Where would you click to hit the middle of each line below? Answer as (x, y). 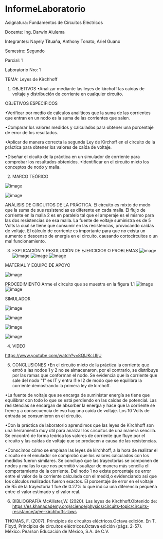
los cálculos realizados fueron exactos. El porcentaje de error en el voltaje (79, 481)
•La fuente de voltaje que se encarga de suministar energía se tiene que (77, 395)
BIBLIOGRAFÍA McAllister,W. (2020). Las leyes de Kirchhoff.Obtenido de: (84, 501)
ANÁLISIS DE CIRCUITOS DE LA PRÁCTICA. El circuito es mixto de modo (78, 205)
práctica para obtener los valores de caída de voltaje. (58, 147)
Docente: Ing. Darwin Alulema (35, 32)
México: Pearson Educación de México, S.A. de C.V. (57, 531)
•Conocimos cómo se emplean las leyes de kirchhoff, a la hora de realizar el (81, 450)
